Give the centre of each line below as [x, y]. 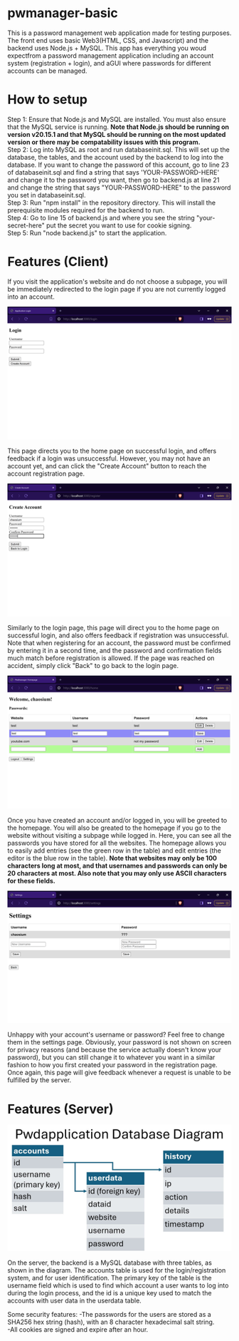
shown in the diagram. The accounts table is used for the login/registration [117, 1270]
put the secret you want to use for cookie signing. [119, 225]
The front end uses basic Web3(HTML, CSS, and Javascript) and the [108, 40]
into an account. [31, 297]
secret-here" [26, 225]
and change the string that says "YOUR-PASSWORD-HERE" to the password [119, 187]
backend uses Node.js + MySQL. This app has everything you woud [107, 48]
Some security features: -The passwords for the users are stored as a [109, 1314]
